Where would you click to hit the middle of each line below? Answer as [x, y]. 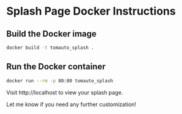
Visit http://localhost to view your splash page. [65, 92]
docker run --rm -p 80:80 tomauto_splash [60, 80]
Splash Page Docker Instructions [91, 11]
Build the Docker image [51, 34]
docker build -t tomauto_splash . [50, 48]
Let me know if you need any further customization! [71, 104]
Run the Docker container [56, 67]
